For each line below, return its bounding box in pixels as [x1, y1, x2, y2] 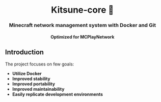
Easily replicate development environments [12, 91, 103, 97]
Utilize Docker [12, 70, 42, 76]
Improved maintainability [12, 86, 65, 92]
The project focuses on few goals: [5, 61, 75, 67]
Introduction [5, 48, 44, 57]
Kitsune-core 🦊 [51, 4, 114, 16]
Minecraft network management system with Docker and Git [9, 22, 156, 29]
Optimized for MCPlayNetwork [51, 34, 114, 40]
